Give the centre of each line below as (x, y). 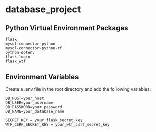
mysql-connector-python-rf (34, 48)
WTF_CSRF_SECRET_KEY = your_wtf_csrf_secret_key (57, 124)
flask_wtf (16, 61)
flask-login (18, 57)
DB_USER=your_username (29, 103)
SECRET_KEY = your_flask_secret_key (44, 120)
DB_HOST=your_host (25, 98)
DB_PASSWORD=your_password (34, 107)
